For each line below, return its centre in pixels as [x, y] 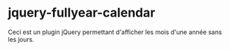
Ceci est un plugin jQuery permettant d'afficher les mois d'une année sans [115, 32]
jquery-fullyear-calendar [82, 13]
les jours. [21, 39]
